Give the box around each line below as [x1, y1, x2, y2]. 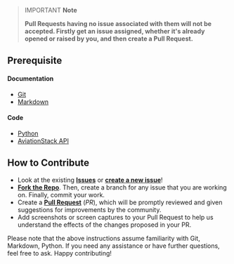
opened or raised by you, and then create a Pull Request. [24, 34, 193, 43]
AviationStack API [17, 136, 69, 145]
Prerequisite [7, 55, 63, 67]
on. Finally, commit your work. [17, 190, 105, 199]
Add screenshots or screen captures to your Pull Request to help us [17, 213, 214, 221]
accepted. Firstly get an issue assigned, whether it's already [24, 27, 205, 35]
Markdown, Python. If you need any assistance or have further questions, [7, 242, 220, 250]
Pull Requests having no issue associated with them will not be [24, 20, 212, 27]
